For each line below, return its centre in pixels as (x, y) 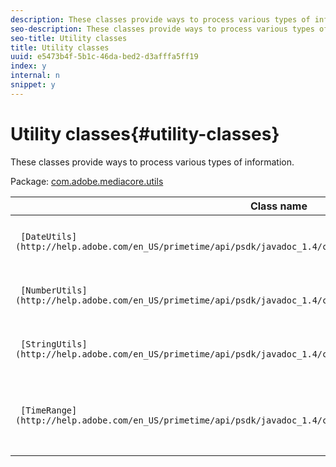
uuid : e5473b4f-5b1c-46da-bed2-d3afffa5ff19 (104, 57)
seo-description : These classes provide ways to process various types (162, 29)
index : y (28, 66)
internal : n (35, 76)
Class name (278, 206)
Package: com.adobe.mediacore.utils (87, 181)
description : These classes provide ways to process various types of (160, 19)
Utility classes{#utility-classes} (145, 133)
